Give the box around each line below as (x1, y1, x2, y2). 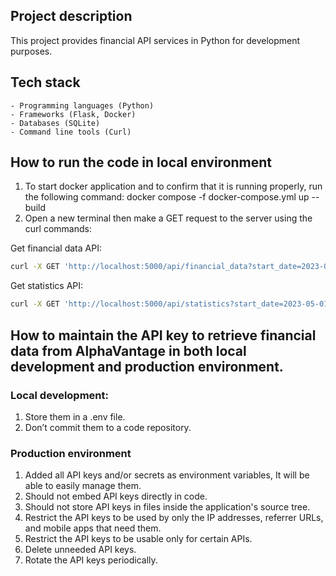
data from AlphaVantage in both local (10, 342, 247, 359)
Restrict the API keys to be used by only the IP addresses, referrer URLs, (24, 512, 324, 524)
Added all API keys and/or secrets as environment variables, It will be (24, 469, 310, 481)
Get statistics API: (10, 280, 84, 292)
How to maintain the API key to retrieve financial (10, 327, 317, 344)
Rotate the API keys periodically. (24, 554, 158, 566)
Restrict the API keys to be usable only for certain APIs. (24, 533, 253, 545)
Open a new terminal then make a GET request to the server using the (24, 212, 313, 224)
